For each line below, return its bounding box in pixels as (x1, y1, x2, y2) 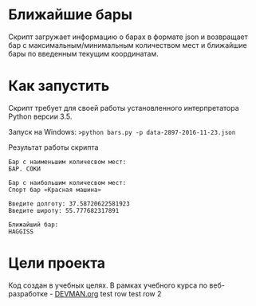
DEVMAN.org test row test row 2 (54, 288, 162, 298)
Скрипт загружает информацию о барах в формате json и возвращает (8, 32, 249, 41)
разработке (8, 288, 48, 298)
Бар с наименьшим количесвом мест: (8, 158, 127, 166)
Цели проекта (8, 254, 106, 273)
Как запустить (8, 77, 110, 95)
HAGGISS (8, 227, 34, 236)
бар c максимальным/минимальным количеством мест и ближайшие (8, 40, 247, 49)
